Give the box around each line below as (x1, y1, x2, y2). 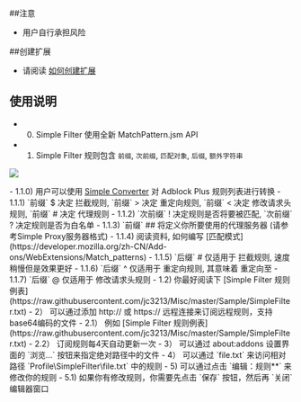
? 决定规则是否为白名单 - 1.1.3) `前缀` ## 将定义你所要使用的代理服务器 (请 (9, 219, 281, 230)
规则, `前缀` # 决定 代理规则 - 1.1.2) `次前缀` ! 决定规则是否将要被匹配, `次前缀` (9, 208, 293, 219)
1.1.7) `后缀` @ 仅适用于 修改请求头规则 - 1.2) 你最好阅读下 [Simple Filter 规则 (9, 273, 290, 285)
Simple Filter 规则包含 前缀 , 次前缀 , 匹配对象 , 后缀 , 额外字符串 (35, 149, 243, 160)
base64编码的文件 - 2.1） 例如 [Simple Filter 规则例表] (9, 317, 208, 328)
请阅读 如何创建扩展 (22, 66, 96, 76)
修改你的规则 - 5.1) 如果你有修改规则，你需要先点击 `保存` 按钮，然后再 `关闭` (9, 371, 293, 382)
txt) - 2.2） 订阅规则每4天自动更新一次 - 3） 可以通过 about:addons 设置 (13, 338, 282, 349)
